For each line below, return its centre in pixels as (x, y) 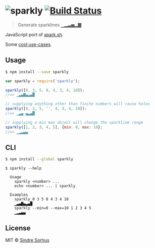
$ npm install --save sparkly (37, 72)
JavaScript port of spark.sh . (34, 34)
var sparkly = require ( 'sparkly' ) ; (43, 81)
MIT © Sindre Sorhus (27, 240)
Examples (19, 195)
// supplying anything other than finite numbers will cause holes (78, 104)
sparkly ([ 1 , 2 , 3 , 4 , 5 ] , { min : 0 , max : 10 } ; (54, 127)
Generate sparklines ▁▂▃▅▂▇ (49, 25)
